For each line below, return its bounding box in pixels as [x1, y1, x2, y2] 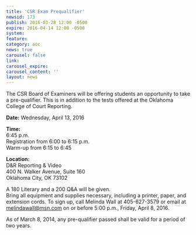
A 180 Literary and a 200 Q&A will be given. [6, 186, 111, 193]
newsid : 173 [6, 14, 35, 20]
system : [6, 31, 25, 36]
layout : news [6, 74, 38, 80]
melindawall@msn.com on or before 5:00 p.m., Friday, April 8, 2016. [6, 204, 170, 211]
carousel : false [6, 52, 46, 58]
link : [6, 58, 19, 63]
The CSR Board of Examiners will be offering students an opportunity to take [6, 90, 191, 98]
